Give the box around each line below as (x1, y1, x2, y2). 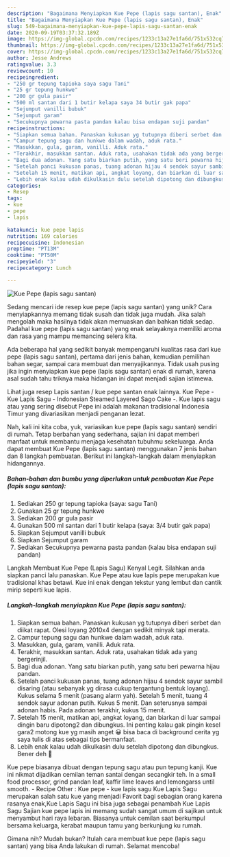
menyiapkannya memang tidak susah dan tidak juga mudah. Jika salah (7, 310, 206, 318)
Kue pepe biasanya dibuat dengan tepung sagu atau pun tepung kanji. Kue (7, 762, 218, 771)
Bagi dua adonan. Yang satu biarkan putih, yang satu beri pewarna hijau (16, 662, 220, 671)
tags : (7, 195, 23, 202)
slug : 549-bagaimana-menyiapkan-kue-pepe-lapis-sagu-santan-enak (7, 23, 197, 29)
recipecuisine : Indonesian (7, 239, 84, 246)
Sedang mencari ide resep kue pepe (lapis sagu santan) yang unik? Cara (7, 302, 212, 311)
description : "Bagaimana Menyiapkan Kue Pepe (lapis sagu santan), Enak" (7, 10, 222, 17)
